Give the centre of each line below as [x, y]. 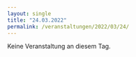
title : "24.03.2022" [37, 20]
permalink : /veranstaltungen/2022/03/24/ [68, 26]
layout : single [29, 14]
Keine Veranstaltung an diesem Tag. [59, 47]
